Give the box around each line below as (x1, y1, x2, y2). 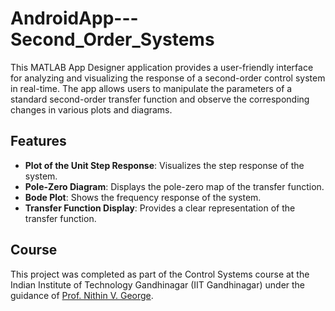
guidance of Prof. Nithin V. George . (10, 289, 154, 301)
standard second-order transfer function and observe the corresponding (10, 93, 310, 105)
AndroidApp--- (10, 7, 139, 30)
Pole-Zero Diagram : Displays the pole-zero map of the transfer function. (24, 180, 325, 192)
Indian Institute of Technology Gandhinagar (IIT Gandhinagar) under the (10, 278, 306, 291)
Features (10, 133, 67, 150)
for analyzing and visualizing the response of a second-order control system (10, 72, 326, 84)
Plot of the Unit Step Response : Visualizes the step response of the (24, 159, 305, 171)
